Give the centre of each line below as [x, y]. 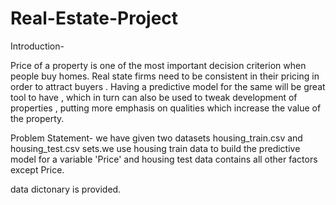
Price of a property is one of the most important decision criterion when [158, 65]
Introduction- [37, 46]
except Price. [37, 169]
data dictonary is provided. [66, 189]
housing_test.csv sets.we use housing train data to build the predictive [155, 148]
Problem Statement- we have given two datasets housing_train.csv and [156, 138]
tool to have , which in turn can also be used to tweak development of [154, 97]
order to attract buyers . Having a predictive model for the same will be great [168, 86]
